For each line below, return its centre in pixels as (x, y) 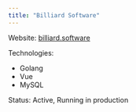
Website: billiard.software (49, 38)
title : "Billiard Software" (54, 15)
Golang (31, 68)
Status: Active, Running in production (68, 99)
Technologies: (31, 52)
